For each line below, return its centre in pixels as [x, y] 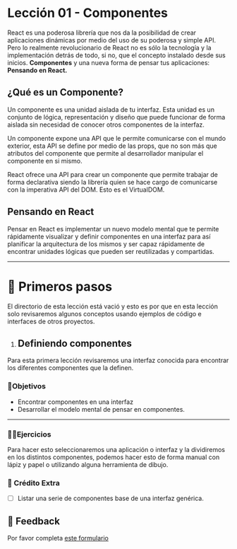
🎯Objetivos [26, 386]
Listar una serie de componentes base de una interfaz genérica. [111, 498]
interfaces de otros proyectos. [51, 321]
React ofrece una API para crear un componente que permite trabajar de [113, 174]
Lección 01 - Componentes [87, 13]
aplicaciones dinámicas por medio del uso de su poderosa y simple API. [112, 40]
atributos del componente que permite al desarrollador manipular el [105, 153]
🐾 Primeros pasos [60, 286]
